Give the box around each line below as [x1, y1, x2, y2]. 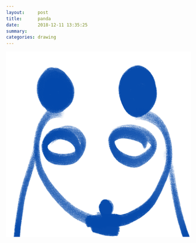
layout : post [6, 9, 49, 15]
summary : [6, 28, 28, 34]
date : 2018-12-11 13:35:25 [6, 22, 88, 28]
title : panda [6, 15, 51, 22]
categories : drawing [6, 34, 57, 41]
